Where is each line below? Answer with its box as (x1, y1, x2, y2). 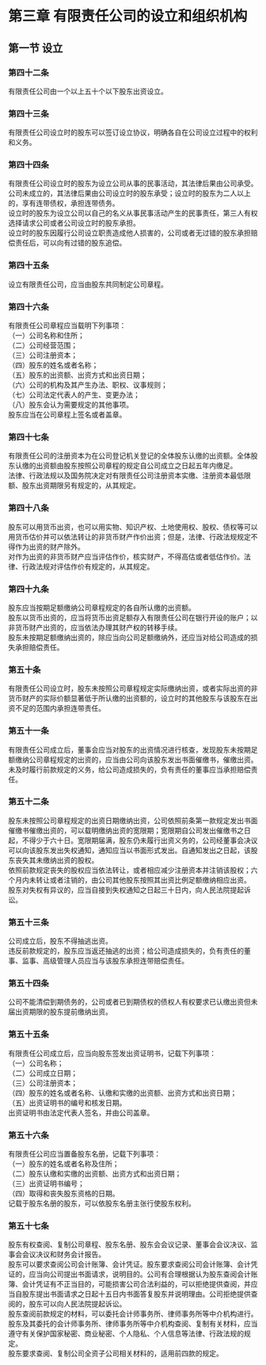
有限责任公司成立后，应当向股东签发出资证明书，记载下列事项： (8, 1048, 216, 1058)
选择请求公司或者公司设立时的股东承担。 (8, 219, 140, 228)
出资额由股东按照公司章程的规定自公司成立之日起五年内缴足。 (35, 461, 237, 471)
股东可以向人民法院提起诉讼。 (28, 1299, 127, 1309)
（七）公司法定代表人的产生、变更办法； (8, 390, 140, 400)
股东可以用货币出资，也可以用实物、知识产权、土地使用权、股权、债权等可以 (8, 522, 258, 532)
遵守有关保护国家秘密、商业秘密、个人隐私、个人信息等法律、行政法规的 (8, 1329, 244, 1339)
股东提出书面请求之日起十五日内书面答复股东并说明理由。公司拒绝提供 (21, 1289, 251, 1299)
